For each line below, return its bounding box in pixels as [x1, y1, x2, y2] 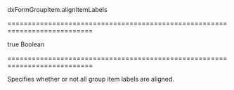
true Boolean [7, 40, 45, 49]
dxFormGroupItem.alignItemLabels [7, 6, 108, 13]
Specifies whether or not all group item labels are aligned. [7, 75, 174, 83]
